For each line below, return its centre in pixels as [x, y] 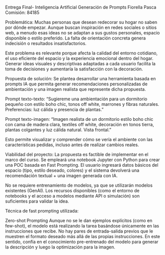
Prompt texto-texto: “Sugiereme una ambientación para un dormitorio [76, 99]
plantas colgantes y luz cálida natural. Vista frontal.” [58, 130]
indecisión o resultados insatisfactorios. [46, 43]
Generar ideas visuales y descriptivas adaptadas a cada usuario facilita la [80, 64]
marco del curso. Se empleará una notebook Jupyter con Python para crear [82, 160]
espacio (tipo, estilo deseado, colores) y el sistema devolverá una [72, 170]
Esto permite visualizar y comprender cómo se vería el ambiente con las [79, 139]
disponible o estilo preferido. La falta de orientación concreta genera [76, 38]
